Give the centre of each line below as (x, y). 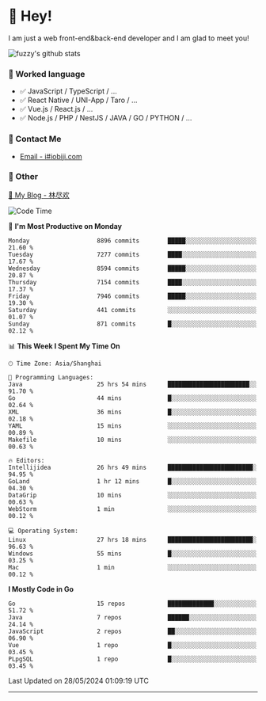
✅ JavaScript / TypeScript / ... (68, 91)
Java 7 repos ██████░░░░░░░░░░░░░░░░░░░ (133, 617)
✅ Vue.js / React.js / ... (56, 109)
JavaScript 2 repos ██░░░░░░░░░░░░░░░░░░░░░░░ (133, 631)
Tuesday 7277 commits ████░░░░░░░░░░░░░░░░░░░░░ (133, 254)
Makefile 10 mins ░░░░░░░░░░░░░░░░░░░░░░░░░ (133, 440)
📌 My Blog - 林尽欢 (39, 195)
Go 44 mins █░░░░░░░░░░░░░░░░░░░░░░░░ (133, 398)
